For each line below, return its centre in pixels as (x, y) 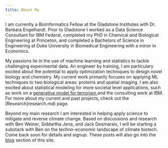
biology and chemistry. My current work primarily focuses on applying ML (82, 77)
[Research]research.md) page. (37, 103)
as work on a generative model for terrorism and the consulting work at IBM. (84, 93)
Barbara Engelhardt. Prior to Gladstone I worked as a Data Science (74, 29)
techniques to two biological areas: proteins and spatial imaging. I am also (82, 82)
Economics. (17, 51)
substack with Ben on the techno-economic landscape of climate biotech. (82, 129)
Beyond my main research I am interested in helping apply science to (77, 113)
